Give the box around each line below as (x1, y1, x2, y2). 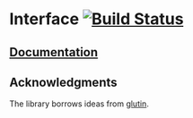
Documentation (9, 45, 99, 60)
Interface (9, 9, 79, 29)
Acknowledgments (9, 74, 118, 89)
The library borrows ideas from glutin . (9, 98, 150, 109)
